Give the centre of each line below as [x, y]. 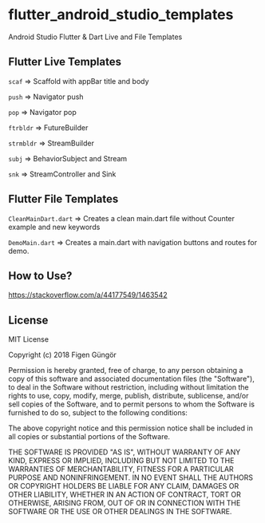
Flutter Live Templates [65, 62]
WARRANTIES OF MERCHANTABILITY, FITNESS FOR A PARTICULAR [121, 470]
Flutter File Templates [63, 199]
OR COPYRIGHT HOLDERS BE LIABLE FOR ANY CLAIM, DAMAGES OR [124, 486]
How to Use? [40, 276]
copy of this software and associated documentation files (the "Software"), [132, 379]
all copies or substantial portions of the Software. [89, 437]
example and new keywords [54, 227]
